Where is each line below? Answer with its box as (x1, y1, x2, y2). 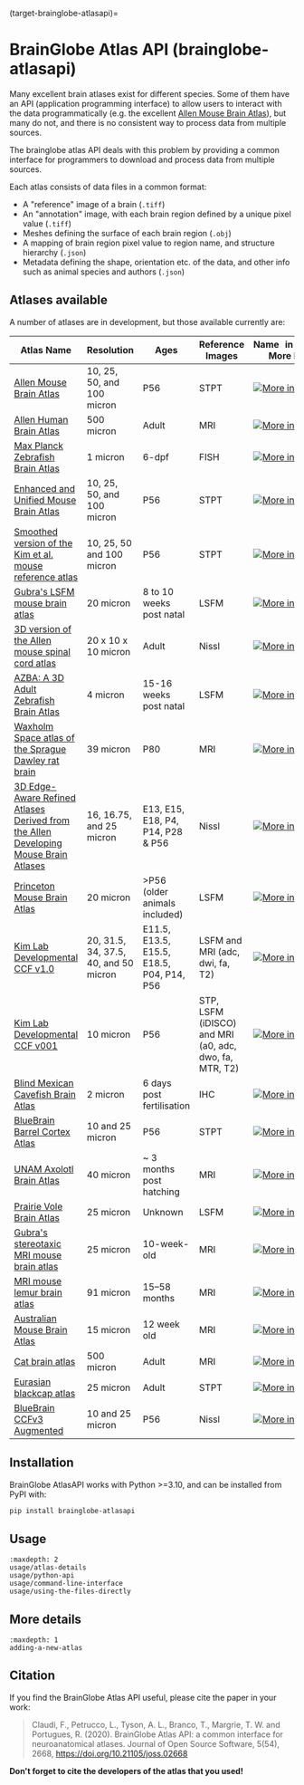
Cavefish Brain (14, 1088, 77, 1100)
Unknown (142, 1205, 184, 1218)
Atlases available (9, 293, 109, 308)
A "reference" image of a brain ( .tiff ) (22, 198, 166, 209)
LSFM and (198, 934, 242, 946)
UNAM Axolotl (14, 1163, 74, 1176)
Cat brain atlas (14, 1355, 76, 1368)
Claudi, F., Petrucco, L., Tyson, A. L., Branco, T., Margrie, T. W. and (31, 1719, 280, 1730)
